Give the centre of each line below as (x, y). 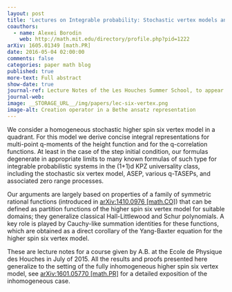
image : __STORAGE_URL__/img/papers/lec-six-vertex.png (88, 104)
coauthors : (23, 26)
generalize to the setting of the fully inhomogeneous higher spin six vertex (113, 266)
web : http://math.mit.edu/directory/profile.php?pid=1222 (105, 39)
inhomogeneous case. (39, 281)
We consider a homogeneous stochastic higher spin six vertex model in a (111, 129)
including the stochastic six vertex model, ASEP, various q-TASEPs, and (109, 173)
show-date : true (30, 84)
